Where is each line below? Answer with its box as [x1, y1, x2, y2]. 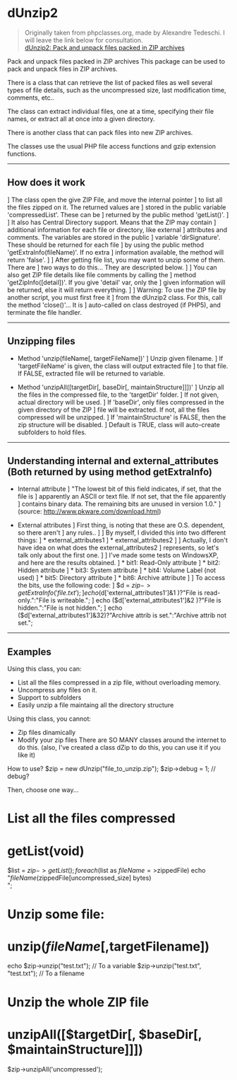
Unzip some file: [7, 906, 105, 922]
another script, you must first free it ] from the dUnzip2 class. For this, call [7, 293, 222, 301]
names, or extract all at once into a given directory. [7, 115, 155, 123]
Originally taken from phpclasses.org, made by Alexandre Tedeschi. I [24, 28, 226, 37]
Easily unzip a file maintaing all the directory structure [17, 701, 174, 709]
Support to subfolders [17, 693, 82, 702]
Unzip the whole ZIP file [7, 994, 150, 1010]
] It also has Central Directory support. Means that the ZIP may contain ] [7, 218, 217, 226]
